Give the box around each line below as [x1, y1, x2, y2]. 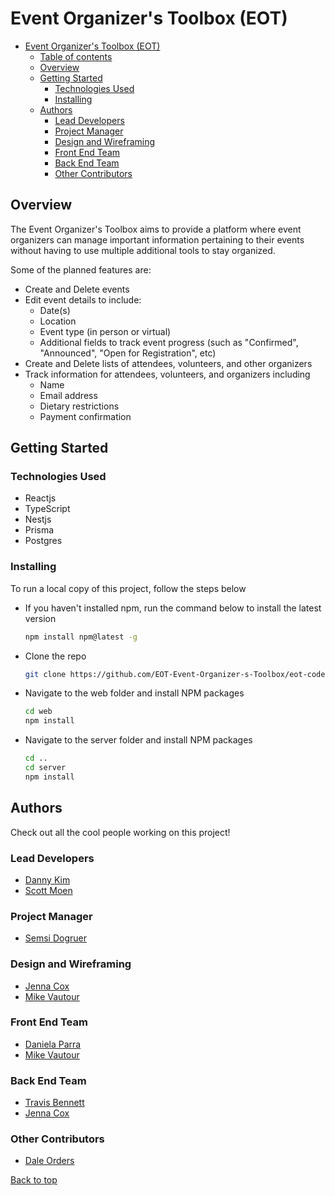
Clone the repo [24, 650, 87, 662]
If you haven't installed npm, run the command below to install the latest [24, 602, 322, 614]
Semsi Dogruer [24, 932, 87, 944]
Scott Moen [24, 884, 73, 896]
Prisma [24, 524, 55, 536]
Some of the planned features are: [10, 263, 152, 276]
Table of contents [39, 50, 113, 62]
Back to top [10, 1174, 58, 1186]
